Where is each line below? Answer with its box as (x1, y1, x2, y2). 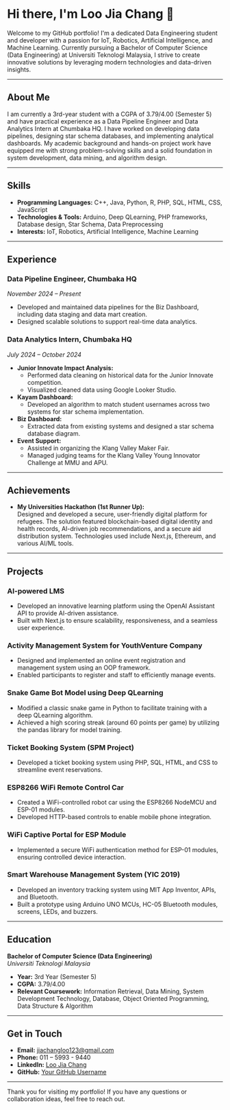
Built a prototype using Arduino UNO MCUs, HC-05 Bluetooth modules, (16, 900, 218, 908)
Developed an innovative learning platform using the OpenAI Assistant (16, 602, 215, 610)
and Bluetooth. (16, 893, 59, 901)
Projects (7, 565, 44, 577)
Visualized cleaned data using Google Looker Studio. (27, 386, 177, 394)
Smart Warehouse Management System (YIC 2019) (7, 870, 180, 879)
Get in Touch (7, 1028, 63, 1040)
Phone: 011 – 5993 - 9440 (16, 1053, 91, 1062)
